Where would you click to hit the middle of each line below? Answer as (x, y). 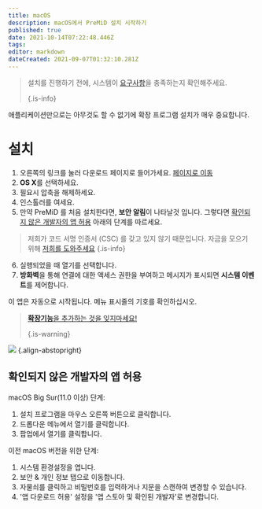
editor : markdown (37, 52)
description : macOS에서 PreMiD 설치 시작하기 (77, 23)
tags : (17, 45)
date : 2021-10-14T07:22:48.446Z (61, 37)
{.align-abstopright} (50, 350)
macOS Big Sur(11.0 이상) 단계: (57, 397)
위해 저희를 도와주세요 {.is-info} (76, 248)
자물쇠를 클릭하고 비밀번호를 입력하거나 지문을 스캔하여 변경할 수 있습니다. (133, 487)
